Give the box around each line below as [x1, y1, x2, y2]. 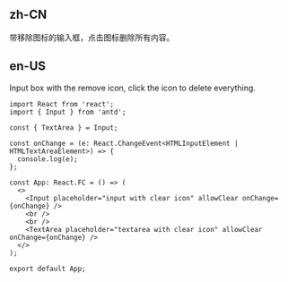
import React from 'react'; [9, 99, 115, 108]
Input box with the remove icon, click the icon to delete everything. [9, 82, 256, 93]
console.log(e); [17, 154, 78, 164]
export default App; [9, 264, 87, 273]
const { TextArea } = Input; [9, 123, 118, 132]
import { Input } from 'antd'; [9, 107, 127, 116]
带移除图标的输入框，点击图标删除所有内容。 [9, 31, 175, 43]
